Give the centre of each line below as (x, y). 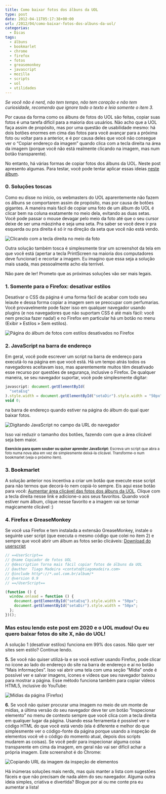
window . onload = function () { (42, 596)
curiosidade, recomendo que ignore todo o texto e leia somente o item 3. (79, 107)
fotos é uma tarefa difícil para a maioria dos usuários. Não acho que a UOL (81, 122)
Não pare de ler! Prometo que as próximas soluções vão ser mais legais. (79, 273)
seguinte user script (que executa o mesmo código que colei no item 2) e (80, 536)
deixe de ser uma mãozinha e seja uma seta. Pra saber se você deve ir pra (81, 224)
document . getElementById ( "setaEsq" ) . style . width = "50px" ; (76, 601)
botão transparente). (26, 153)
